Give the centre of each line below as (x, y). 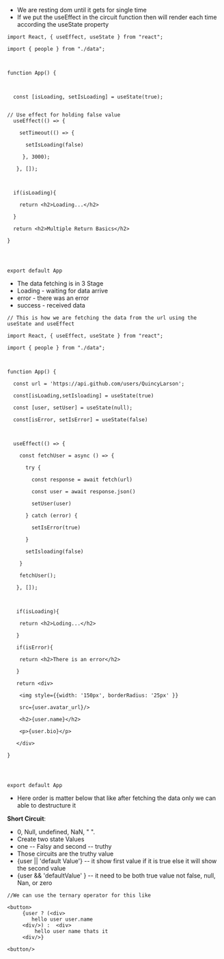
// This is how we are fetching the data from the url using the (102, 318)
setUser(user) (52, 503)
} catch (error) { (51, 516)
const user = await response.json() (84, 492)
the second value (41, 868)
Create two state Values (51, 839)
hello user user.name (62, 919)
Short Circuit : (27, 819)
